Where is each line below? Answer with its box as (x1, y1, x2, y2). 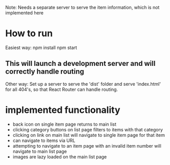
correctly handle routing (5, 67, 84, 76)
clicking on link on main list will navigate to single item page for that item (12, 132, 165, 138)
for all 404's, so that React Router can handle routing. (5, 86, 118, 92)
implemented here (5, 10, 44, 16)
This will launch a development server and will (5, 59, 156, 68)
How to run (5, 28, 53, 39)
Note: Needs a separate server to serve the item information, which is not (5, 5, 160, 10)
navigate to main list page (12, 148, 67, 154)
